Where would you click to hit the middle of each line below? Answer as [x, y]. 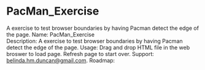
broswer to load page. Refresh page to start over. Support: [80, 54]
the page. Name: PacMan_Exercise [51, 34]
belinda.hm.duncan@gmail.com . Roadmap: [61, 60]
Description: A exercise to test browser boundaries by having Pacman [95, 41]
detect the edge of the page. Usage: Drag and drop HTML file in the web [98, 47]
